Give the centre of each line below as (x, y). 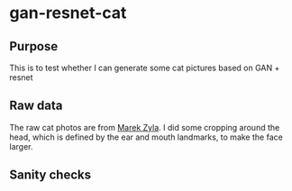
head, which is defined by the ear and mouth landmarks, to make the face (146, 137)
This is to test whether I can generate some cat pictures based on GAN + (145, 68)
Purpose (34, 46)
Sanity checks (50, 175)
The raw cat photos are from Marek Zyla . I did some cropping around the (145, 127)
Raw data (36, 106)
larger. (21, 146)
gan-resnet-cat (68, 13)
